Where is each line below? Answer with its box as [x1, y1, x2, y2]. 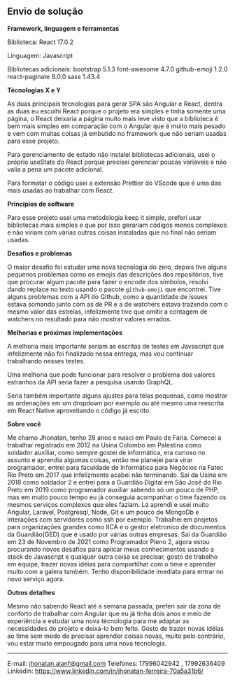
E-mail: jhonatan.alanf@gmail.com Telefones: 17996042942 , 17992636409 [7, 659, 225, 667]
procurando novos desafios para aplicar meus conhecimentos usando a [7, 545, 215, 553]
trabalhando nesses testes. [7, 356, 85, 365]
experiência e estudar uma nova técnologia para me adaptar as [7, 616, 190, 625]
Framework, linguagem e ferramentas [7, 24, 120, 32]
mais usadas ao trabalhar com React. [7, 186, 114, 195]
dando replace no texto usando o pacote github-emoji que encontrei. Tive [7, 285, 222, 293]
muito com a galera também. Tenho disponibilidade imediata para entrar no [7, 567, 224, 576]
